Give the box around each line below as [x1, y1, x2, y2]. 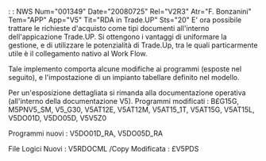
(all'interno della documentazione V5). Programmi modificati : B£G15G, [8, 97, 240, 105]
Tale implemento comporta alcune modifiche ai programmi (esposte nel [8, 64, 242, 74]
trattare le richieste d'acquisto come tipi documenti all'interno [8, 24, 210, 33]
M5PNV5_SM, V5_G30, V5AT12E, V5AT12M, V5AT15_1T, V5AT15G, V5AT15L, [8, 105, 256, 114]
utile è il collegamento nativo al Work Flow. [8, 49, 148, 58]
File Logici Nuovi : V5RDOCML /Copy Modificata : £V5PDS [8, 144, 199, 153]
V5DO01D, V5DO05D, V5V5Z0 [8, 113, 107, 122]
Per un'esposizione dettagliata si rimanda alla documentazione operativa [8, 88, 246, 98]
